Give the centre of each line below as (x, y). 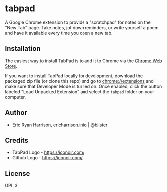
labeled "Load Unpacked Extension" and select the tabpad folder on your (80, 92)
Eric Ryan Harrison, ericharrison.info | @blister (60, 125)
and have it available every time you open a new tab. (59, 33)
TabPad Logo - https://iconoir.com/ (48, 152)
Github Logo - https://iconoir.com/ (47, 158)
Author (16, 113)
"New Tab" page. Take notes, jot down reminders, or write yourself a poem (82, 27)
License (18, 173)
